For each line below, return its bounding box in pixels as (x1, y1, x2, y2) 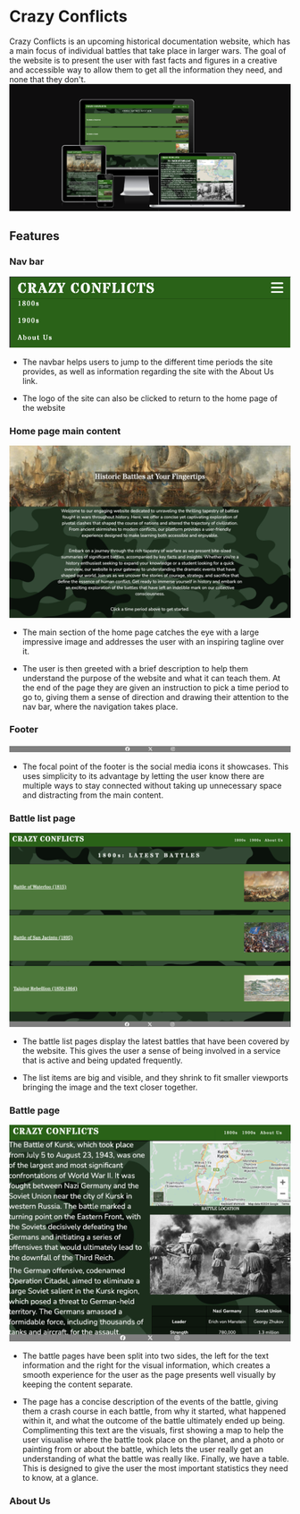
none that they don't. (9, 73, 87, 84)
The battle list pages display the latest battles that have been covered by (21, 1036, 290, 1047)
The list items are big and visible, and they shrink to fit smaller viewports (21, 1073, 288, 1083)
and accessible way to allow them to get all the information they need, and (9, 64, 283, 75)
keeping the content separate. (21, 1379, 134, 1390)
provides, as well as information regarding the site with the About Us (21, 366, 274, 377)
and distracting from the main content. (21, 790, 163, 800)
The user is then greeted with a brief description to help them (21, 663, 248, 673)
